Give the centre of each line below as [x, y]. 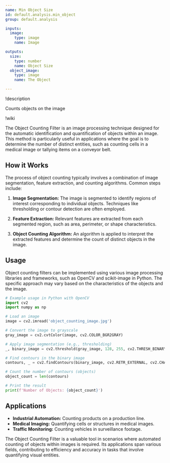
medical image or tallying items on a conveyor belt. [58, 149]
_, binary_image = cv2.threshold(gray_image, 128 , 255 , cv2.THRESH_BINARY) [87, 349]
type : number [28, 61]
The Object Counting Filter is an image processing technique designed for [82, 128]
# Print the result [26, 386]
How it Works [27, 166]
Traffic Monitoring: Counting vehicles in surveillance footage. [77, 429]
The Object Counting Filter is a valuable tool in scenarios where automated [83, 439]
